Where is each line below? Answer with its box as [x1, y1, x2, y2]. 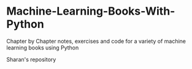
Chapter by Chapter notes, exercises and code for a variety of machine [6, 37, 186, 45]
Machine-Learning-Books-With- [6, 4, 175, 18]
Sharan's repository [6, 56, 56, 63]
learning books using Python [6, 44, 79, 51]
